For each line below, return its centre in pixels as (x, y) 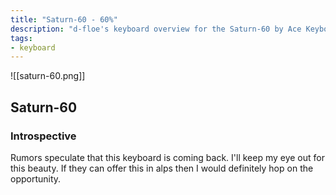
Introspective (43, 136)
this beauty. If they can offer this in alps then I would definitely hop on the (162, 168)
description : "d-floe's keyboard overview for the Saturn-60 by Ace (156, 29)
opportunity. (36, 178)
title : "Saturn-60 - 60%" (64, 19)
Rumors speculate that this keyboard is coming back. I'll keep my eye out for (167, 157)
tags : (21, 38)
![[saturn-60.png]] (48, 76)
